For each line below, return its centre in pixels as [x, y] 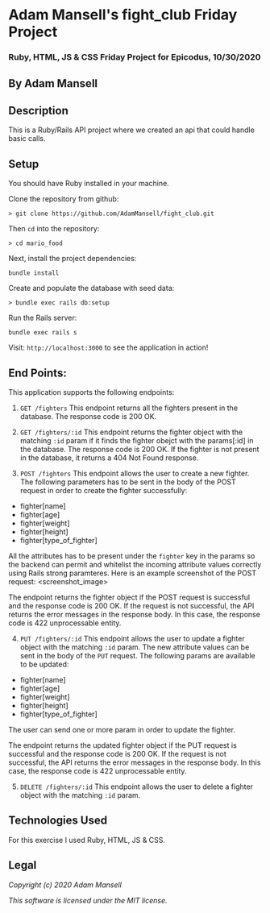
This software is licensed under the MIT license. [88, 900]
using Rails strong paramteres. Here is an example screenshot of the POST [132, 573]
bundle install [34, 273]
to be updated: [44, 664]
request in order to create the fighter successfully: [104, 490]
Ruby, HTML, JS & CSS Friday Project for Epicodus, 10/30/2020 [135, 57]
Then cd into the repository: [54, 229]
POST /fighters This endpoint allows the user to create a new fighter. [135, 473]
